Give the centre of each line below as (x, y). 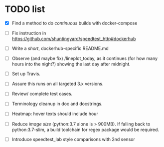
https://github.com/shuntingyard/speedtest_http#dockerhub (74, 39)
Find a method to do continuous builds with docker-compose (75, 23)
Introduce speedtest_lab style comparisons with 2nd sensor (73, 139)
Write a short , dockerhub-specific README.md (60, 48)
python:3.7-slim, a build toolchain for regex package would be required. (85, 129)
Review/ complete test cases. (42, 94)
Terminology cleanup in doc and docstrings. (57, 104)
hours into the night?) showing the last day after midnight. (71, 64)
